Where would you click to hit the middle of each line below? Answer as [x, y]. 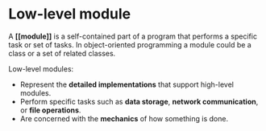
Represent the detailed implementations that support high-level [127, 84]
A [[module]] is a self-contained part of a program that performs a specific [133, 36]
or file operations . [50, 110]
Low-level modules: [41, 68]
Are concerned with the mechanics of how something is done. [124, 118]
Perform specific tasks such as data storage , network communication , [139, 101]
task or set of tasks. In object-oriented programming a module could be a [130, 44]
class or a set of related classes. [62, 53]
